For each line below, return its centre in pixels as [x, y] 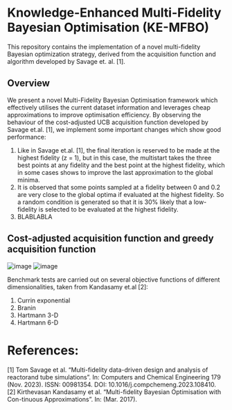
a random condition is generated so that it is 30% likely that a [105, 202]
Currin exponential [44, 300]
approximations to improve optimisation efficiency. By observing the [104, 114]
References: [43, 350]
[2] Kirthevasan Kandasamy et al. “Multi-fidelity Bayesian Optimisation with [114, 392]
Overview [29, 84]
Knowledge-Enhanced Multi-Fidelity [114, 13]
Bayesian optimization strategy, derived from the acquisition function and [111, 54]
